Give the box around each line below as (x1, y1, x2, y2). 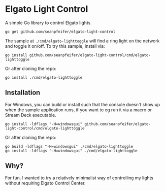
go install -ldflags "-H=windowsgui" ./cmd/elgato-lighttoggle (5, 148, 138, 153)
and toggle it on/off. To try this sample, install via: (5, 43, 105, 49)
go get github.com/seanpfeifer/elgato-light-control (5, 29, 116, 34)
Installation (5, 89, 40, 97)
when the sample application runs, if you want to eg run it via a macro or (5, 107, 152, 113)
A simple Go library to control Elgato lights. (5, 20, 92, 26)
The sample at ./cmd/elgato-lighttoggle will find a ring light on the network (5, 38, 160, 44)
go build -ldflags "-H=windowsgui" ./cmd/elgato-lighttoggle (5, 144, 133, 149)
